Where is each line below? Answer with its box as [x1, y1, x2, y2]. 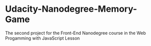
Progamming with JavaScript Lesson [5, 35, 80, 41]
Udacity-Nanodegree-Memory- [5, 3, 137, 15]
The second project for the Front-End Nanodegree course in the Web [5, 30, 146, 36]
